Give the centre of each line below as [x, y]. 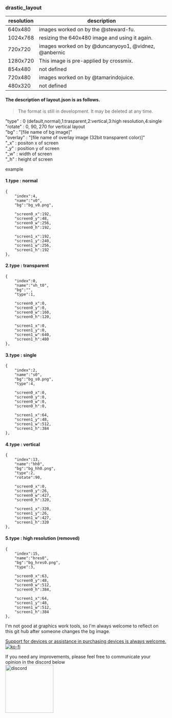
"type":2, [25, 473]
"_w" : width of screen [29, 154]
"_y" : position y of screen [33, 148]
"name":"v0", [28, 200]
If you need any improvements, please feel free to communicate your [78, 657]
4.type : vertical [23, 444]
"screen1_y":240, [33, 241]
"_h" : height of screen [29, 159]
